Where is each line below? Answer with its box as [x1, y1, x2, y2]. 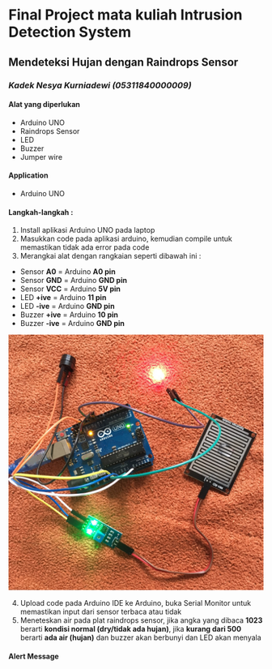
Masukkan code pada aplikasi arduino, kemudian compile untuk [19, 234, 232, 244]
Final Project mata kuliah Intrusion [8, 6, 243, 24]
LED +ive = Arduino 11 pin [19, 293, 107, 302]
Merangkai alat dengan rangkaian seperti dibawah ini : [19, 251, 202, 261]
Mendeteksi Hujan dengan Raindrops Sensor [8, 55, 239, 69]
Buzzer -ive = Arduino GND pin [19, 319, 125, 328]
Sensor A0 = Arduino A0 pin [19, 267, 116, 277]
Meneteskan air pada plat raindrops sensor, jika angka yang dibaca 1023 [19, 615, 263, 625]
